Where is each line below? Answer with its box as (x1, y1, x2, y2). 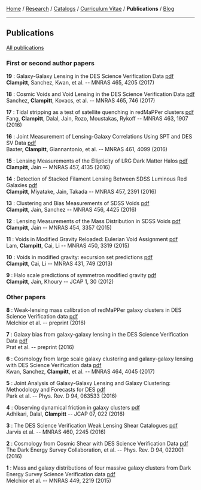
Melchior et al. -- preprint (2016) (6, 319, 86, 326)
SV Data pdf (6, 139, 36, 146)
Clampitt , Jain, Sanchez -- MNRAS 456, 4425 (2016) (6, 206, 137, 214)
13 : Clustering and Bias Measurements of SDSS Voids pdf (6, 200, 150, 207)
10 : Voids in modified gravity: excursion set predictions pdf (6, 254, 153, 261)
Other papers (6, 293, 46, 302)
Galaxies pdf (6, 182, 38, 189)
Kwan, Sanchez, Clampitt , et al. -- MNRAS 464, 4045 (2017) (6, 368, 156, 375)
